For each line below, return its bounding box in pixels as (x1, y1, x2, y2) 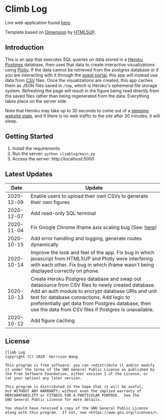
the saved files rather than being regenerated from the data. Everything (5, 93, 150, 99)
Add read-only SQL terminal (30, 210, 96, 217)
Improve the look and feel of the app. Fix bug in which (30, 249, 155, 256)
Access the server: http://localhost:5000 (12, 156, 95, 161)
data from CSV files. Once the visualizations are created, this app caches (5, 77, 153, 83)
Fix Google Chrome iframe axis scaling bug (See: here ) (30, 224, 157, 231)
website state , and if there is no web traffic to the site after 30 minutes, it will (5, 113, 160, 119)
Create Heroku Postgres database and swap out (30, 276, 141, 283)
